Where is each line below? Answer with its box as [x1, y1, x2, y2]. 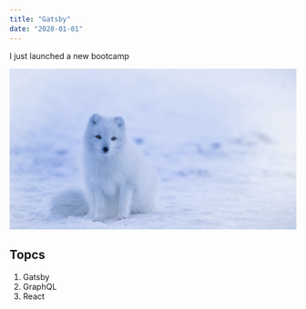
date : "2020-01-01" [9, 24, 84, 34]
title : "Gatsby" [9, 15, 71, 24]
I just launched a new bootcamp [9, 50, 130, 61]
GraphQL [22, 281, 57, 292]
